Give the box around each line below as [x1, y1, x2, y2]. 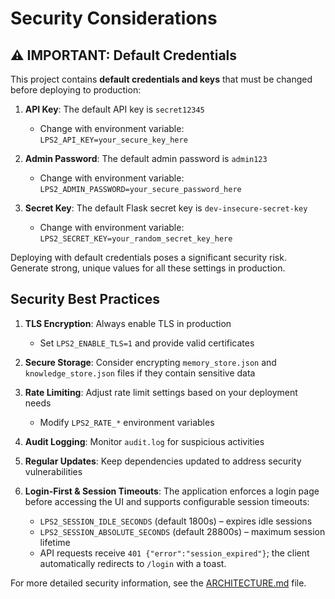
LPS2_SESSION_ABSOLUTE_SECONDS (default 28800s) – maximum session [39, 525, 326, 537]
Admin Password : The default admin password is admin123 [24, 153, 268, 164]
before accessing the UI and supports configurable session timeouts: [24, 495, 310, 507]
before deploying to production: [10, 84, 142, 96]
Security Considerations [10, 7, 218, 30]
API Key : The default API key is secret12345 [24, 103, 205, 115]
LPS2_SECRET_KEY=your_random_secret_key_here [39, 234, 233, 244]
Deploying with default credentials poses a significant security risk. [10, 252, 287, 263]
